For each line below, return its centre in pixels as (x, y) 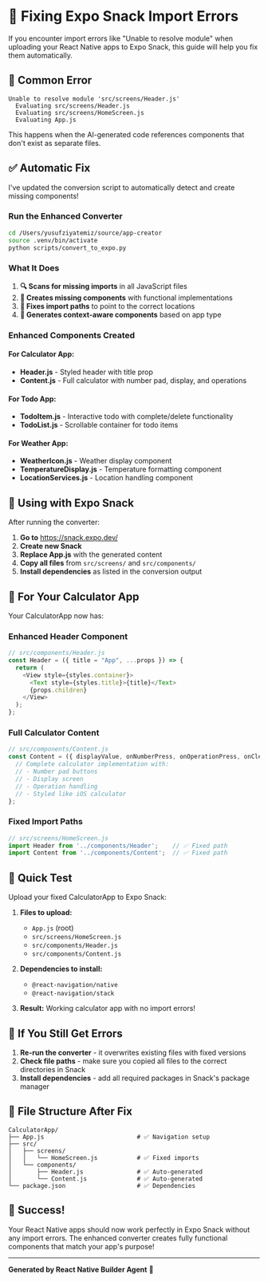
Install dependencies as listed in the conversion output (111, 572)
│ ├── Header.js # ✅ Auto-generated (106, 1172)
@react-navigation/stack (73, 994)
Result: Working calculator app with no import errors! (107, 1008)
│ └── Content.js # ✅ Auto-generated (106, 1179)
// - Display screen (49, 779)
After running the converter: (54, 523)
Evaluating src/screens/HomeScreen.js (80, 112)
